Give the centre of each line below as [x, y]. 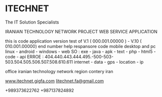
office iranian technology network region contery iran [59, 71]
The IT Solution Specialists [32, 22]
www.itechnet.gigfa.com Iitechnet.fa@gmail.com [55, 81]
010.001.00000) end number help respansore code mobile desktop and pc [81, 46]
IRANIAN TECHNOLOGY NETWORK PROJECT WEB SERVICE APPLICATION [81, 31]
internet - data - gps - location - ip [109, 62]
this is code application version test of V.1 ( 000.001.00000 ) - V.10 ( [73, 41]
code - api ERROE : [24, 56]
